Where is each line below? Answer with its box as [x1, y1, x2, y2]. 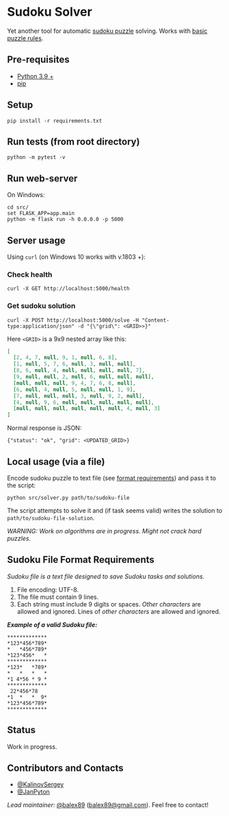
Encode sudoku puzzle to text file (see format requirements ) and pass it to [7, 474, 217, 483]
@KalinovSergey [16, 780, 64, 789]
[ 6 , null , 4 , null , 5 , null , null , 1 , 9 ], [13, 386, 136, 393]
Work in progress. [7, 742, 57, 750]
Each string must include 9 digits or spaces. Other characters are [16, 600, 202, 608]
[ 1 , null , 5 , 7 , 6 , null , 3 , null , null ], [13, 361, 136, 368]
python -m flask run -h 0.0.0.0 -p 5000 [7, 216, 124, 223]
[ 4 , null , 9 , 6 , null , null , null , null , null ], [13, 398, 154, 406]
